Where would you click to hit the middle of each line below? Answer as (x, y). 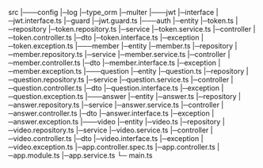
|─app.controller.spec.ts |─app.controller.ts (145, 147)
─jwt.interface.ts (35, 21)
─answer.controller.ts (43, 113)
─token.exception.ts (41, 46)
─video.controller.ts (40, 138)
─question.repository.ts (46, 80)
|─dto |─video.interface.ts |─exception (137, 138)
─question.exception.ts (46, 96)
